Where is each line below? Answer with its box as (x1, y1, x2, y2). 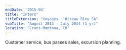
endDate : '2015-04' (5, 7, 45, 12)
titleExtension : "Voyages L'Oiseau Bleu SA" (5, 16, 98, 21)
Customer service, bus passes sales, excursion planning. (5, 39, 121, 45)
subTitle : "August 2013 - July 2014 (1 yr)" (5, 21, 98, 26)
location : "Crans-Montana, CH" (5, 26, 70, 31)
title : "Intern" (5, 12, 39, 17)
